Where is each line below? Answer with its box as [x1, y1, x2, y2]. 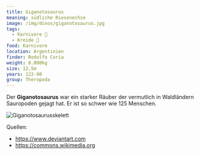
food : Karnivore [6, 43, 48, 49]
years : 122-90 [6, 71, 43, 77]
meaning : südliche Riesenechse [6, 15, 86, 21]
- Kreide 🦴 [12, 37, 40, 43]
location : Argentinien [6, 49, 64, 55]
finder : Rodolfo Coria [6, 54, 64, 60]
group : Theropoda [6, 77, 51, 83]
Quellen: [6, 123, 27, 131]
